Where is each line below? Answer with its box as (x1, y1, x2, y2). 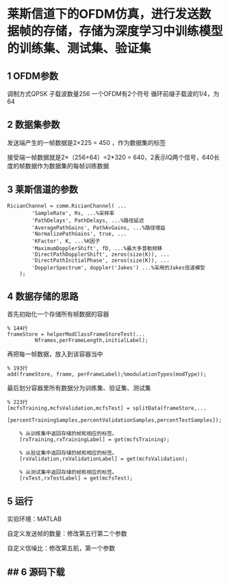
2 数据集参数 (7, 119, 60, 131)
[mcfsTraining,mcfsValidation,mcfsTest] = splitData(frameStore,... (7, 405, 207, 412)
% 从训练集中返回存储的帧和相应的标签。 (19, 430, 118, 437)
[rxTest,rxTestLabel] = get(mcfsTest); (19, 475, 133, 482)
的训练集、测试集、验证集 (7, 41, 152, 56)
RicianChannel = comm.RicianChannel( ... (7, 202, 127, 210)
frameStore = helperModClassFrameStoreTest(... (7, 331, 146, 338)
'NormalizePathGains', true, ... (31, 230, 127, 237)
